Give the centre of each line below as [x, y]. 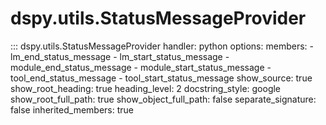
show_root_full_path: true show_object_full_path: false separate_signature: [163, 99]
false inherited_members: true [72, 109]
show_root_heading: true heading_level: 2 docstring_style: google [146, 88]
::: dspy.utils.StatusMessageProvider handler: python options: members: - [162, 46]
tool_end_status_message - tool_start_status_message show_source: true [161, 78]
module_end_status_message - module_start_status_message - [141, 67]
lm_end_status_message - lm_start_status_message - [120, 56]
